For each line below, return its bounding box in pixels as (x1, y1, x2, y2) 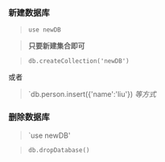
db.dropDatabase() (27, 146, 90, 154)
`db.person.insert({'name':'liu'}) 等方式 (27, 89, 157, 99)
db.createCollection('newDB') (27, 57, 130, 65)
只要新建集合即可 (27, 41, 85, 51)
